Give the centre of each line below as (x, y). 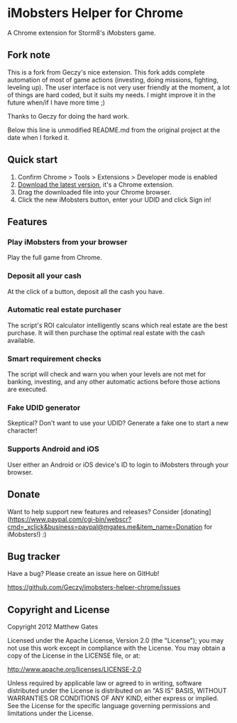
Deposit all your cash (44, 276)
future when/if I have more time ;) (56, 102)
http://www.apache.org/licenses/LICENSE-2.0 (75, 670)
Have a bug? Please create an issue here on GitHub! (83, 574)
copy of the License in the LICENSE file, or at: (74, 656)
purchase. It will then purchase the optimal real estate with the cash (106, 332)
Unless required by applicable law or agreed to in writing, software (105, 683)
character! (22, 430)
